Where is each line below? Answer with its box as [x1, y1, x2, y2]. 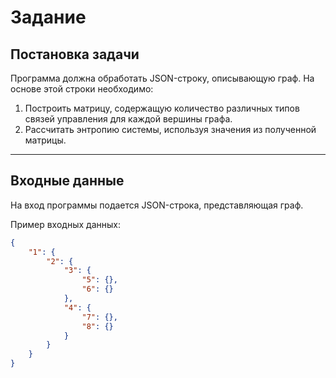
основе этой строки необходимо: [10, 83, 154, 95]
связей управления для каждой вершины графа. [24, 113, 233, 125]
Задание [10, 6, 87, 29]
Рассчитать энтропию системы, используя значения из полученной [24, 124, 317, 135]
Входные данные [10, 172, 125, 190]
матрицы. [24, 134, 67, 146]
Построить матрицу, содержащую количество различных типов [24, 102, 300, 114]
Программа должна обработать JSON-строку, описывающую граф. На [10, 72, 315, 84]
